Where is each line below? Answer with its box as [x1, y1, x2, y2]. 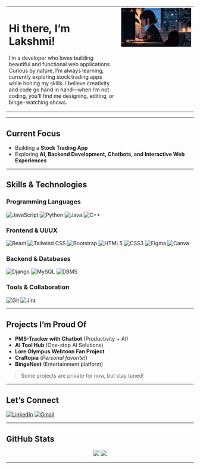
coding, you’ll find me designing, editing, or [8, 92, 115, 99]
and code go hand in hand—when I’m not [8, 86, 110, 93]
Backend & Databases [6, 254, 71, 263]
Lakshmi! [8, 34, 55, 48]
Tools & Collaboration [6, 283, 70, 291]
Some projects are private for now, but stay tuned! [20, 372, 144, 379]
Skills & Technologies [6, 180, 87, 190]
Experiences [14, 157, 47, 164]
